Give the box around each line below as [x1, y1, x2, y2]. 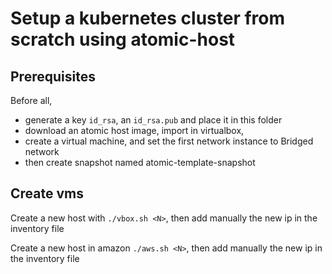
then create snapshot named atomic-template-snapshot [24, 157, 256, 168]
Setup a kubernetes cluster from [10, 7, 286, 30]
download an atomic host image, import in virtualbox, [24, 125, 245, 136]
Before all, [10, 95, 53, 106]
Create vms [10, 185, 84, 202]
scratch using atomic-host [10, 28, 236, 51]
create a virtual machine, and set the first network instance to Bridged [24, 135, 314, 147]
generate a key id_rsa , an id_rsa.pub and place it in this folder [24, 114, 283, 126]
